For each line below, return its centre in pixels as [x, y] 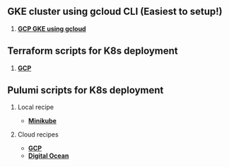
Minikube [42, 121]
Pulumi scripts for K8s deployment [86, 90]
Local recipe [36, 107]
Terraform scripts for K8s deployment [93, 51]
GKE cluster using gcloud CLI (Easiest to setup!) [115, 12]
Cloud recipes [38, 134]
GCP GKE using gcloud [52, 28]
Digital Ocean [48, 156]
